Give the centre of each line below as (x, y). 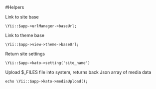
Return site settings (25, 54)
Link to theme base (25, 35)
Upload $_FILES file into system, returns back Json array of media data (78, 72)
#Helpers (15, 7)
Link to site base (22, 17)
